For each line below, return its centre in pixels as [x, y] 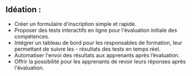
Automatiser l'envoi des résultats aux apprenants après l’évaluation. [97, 55]
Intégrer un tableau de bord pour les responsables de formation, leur [98, 42]
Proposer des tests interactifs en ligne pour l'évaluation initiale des [96, 30]
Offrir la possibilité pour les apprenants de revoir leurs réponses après [100, 61]
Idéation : [23, 10]
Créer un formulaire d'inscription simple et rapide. [75, 24]
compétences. [32, 36]
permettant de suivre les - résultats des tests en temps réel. [87, 49]
